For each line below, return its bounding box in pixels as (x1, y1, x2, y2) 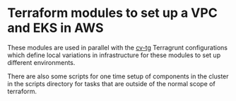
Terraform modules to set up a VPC (7, 5, 218, 21)
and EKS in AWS (7, 20, 104, 36)
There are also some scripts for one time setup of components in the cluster (7, 72, 229, 81)
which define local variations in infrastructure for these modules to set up (7, 51, 221, 59)
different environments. (7, 58, 76, 66)
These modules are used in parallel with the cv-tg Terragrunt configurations (7, 43, 228, 52)
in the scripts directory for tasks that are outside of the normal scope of (7, 79, 216, 88)
